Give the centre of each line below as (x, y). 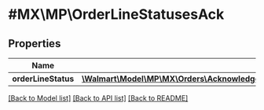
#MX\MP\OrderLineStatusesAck (116, 15)
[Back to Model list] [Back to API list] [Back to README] (98, 98)
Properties (35, 44)
